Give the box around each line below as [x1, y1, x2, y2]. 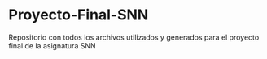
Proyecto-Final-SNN [8, 6, 149, 24]
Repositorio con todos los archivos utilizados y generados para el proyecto [8, 32, 260, 42]
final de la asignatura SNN [8, 40, 96, 50]
